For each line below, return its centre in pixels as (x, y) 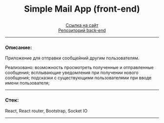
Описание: (19, 48)
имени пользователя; (27, 83)
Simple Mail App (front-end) (82, 9)
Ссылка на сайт (82, 25)
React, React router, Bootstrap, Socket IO (46, 111)
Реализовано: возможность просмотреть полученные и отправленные (79, 68)
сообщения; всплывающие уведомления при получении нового (72, 73)
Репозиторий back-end (82, 31)
